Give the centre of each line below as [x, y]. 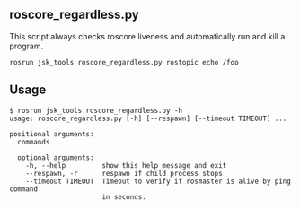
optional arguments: [56, 157]
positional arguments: [52, 134]
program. [26, 46]
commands [34, 142]
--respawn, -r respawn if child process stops [124, 173]
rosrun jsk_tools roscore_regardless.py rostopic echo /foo [124, 62]
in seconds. [124, 196]
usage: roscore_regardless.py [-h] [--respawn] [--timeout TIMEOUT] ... [148, 118]
